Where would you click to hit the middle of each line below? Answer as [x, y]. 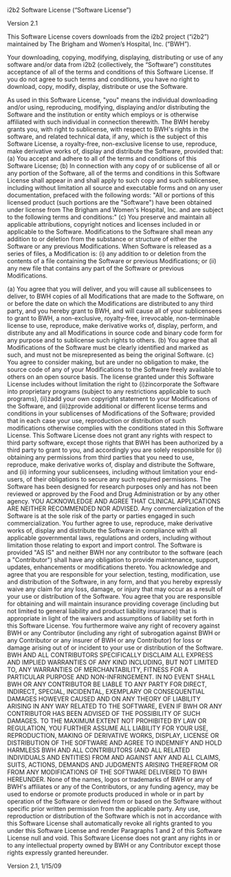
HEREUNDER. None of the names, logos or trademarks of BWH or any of [110, 779]
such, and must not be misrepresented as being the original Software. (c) [111, 355]
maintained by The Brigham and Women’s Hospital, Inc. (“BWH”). [99, 44]
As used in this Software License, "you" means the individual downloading [112, 100]
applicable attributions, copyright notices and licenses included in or [104, 224]
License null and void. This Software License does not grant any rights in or [114, 838]
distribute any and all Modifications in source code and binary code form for [115, 333]
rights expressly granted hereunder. [58, 853]
